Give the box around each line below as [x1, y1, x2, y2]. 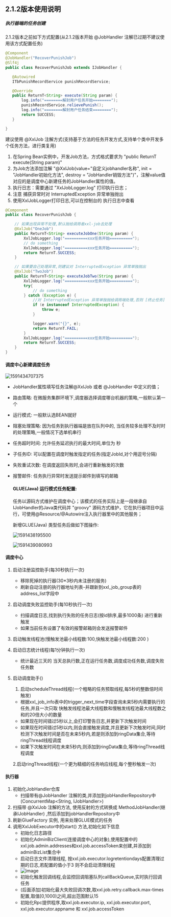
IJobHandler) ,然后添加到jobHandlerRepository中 [17, 810, 120, 816]
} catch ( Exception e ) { [23, 293, 77, 298]
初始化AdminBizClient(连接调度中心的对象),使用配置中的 [20, 836, 138, 842]
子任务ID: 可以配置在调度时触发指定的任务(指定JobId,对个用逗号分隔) [12, 451, 157, 457]
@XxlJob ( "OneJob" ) [14, 226, 54, 232]
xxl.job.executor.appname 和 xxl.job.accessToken [20, 906, 125, 912]
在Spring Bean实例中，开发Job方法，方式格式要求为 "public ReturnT [12, 153, 157, 160]
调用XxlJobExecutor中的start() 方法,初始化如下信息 [12, 823, 120, 829]
